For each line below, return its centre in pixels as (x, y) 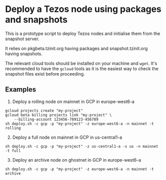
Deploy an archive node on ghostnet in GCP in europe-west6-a (77, 160)
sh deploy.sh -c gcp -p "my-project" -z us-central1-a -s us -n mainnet (82, 146)
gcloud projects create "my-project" (44, 110)
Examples (21, 90)
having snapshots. (24, 54)
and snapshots (36, 20)
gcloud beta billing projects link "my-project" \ (58, 115)
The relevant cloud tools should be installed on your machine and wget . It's (81, 63)
